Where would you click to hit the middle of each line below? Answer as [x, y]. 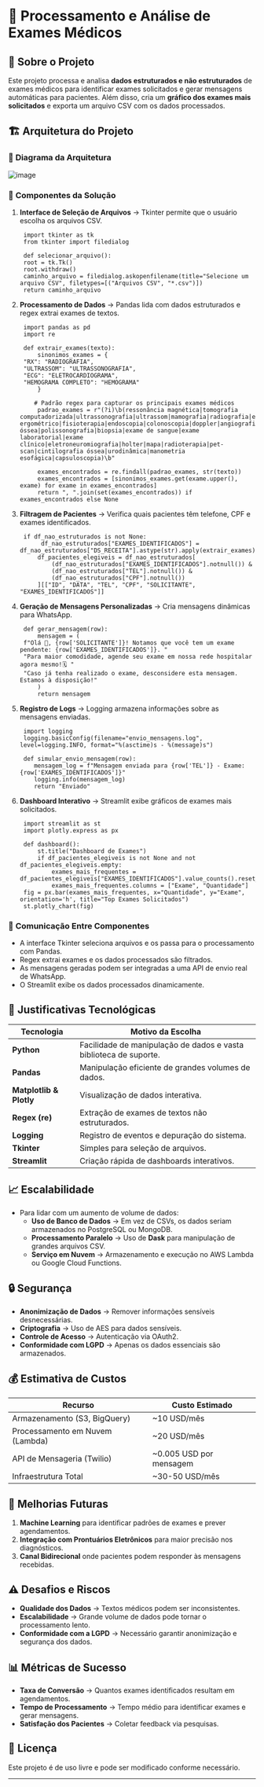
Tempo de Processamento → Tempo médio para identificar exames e [132, 1707]
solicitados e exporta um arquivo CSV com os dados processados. [117, 106]
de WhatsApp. [43, 976]
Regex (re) [32, 1118]
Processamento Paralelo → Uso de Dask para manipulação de [133, 1237]
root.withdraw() [50, 269]
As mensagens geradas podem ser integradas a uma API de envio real [133, 968]
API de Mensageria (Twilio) [62, 1458]
